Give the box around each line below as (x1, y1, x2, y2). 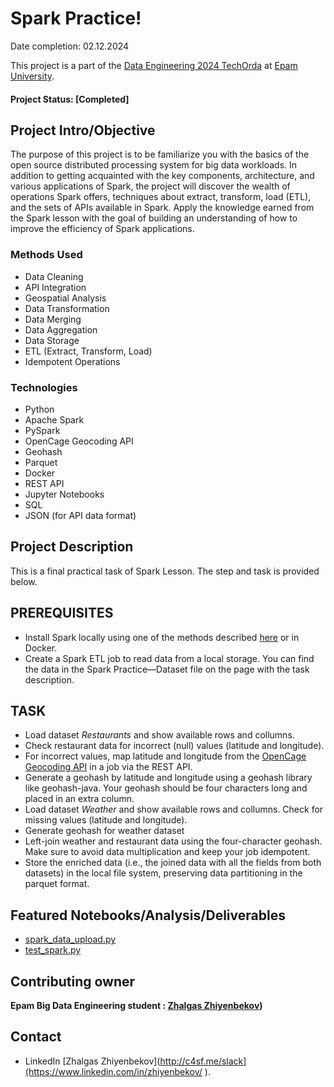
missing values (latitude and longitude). (24, 814, 188, 826)
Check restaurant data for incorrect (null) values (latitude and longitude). (24, 740, 325, 752)
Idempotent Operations (24, 355, 121, 367)
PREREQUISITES (10, 605, 114, 622)
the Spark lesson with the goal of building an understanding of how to (10, 212, 298, 224)
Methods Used (10, 248, 83, 262)
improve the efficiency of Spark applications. (10, 223, 195, 235)
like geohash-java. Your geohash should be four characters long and (24, 782, 308, 794)
